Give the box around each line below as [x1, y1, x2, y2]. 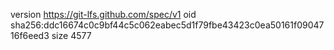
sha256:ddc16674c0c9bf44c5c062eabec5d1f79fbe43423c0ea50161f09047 [10, 19, 325, 31]
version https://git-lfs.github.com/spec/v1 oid [10, 9, 197, 20]
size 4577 [51, 30, 92, 41]
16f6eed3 [10, 30, 50, 41]
